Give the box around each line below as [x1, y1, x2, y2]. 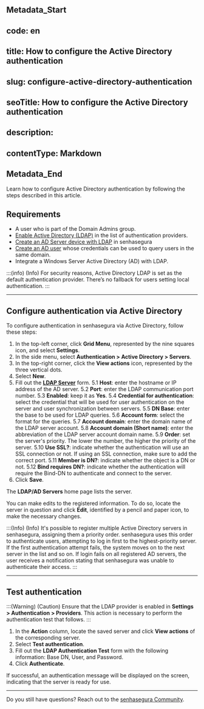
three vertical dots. [15, 366, 63, 373]
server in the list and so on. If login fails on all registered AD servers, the [6, 551, 187, 558]
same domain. [15, 251, 51, 258]
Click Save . [15, 476, 44, 484]
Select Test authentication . [15, 640, 85, 647]
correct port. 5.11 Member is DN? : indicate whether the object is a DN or [15, 457, 195, 464]
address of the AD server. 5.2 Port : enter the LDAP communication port [15, 386, 194, 393]
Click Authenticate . [15, 660, 65, 667]
